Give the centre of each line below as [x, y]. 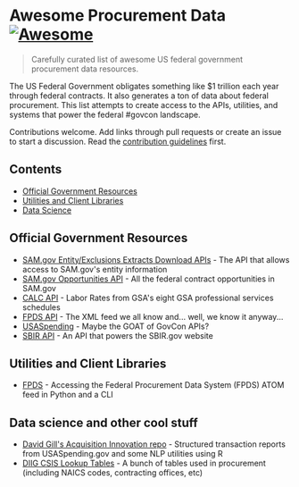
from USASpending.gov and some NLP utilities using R [122, 454]
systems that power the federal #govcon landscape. [105, 114]
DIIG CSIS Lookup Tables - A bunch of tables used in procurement [144, 463]
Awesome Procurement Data [117, 16]
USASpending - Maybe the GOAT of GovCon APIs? [116, 326]
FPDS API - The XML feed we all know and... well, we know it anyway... [153, 316]
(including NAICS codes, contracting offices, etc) [112, 473]
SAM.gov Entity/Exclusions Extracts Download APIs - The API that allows [156, 259]
